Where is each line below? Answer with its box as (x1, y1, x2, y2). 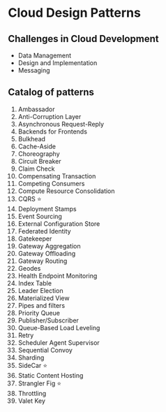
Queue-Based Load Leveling (17, 323, 100, 332)
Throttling (17, 389, 47, 397)
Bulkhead (17, 134, 46, 143)
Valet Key (17, 397, 46, 405)
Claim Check (17, 164, 55, 173)
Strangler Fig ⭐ (17, 379, 62, 388)
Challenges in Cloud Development (8, 33, 159, 45)
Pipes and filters (17, 301, 66, 309)
